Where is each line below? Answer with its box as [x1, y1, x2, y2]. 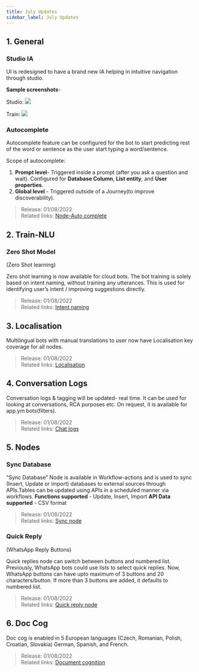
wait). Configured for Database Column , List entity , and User [14, 175, 167, 183]
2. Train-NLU [6, 229, 55, 240]
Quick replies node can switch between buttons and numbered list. [6, 558, 172, 565]
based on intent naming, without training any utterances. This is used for [6, 279, 185, 286]
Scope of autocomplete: [6, 157, 66, 165]
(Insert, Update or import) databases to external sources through [6, 480, 166, 488]
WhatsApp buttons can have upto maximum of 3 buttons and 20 [6, 570, 164, 577]
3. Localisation [6, 321, 62, 331]
